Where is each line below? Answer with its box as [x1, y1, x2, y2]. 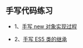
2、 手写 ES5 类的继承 [14, 35, 67, 43]
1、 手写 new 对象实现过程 [14, 23, 78, 30]
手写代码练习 [5, 5, 53, 16]
